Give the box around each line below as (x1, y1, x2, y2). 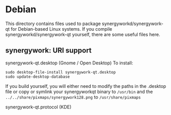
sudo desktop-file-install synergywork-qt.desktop (5, 70, 116, 75)
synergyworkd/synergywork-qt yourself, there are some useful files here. (5, 31, 160, 37)
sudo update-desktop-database (5, 74, 70, 79)
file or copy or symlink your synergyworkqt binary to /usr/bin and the (5, 88, 153, 95)
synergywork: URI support (5, 46, 92, 55)
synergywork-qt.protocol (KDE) (5, 104, 72, 110)
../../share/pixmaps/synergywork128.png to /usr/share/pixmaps (5, 94, 141, 100)
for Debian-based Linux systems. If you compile (11, 26, 112, 32)
